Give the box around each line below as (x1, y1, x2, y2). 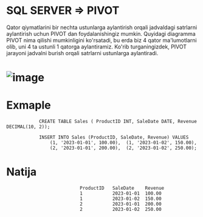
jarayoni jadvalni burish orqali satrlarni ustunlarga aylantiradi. (6, 49, 159, 56)
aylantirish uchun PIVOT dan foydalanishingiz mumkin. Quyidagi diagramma (6, 30, 196, 37)
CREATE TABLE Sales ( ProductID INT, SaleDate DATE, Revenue (38, 119, 198, 125)
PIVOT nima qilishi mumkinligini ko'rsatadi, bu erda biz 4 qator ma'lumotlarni (6, 36, 197, 44)
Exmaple (6, 98, 51, 112)
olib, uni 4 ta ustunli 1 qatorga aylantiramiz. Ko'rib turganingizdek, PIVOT (6, 43, 187, 50)
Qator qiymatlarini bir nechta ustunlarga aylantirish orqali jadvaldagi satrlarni (6, 24, 198, 31)
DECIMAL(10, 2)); (6, 124, 50, 130)
